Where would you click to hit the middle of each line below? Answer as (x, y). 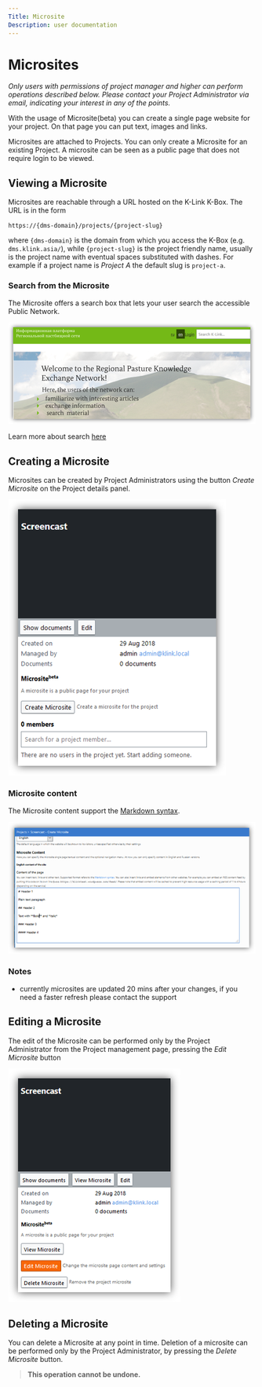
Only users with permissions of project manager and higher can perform (126, 86)
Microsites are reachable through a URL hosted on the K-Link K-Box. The (126, 202)
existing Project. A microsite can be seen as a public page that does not (124, 150)
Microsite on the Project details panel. (69, 489)
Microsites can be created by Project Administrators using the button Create (131, 480)
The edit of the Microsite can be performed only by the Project (109, 1041)
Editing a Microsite (55, 1022)
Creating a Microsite (59, 461)
